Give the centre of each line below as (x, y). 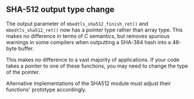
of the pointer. (23, 72)
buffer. (26, 48)
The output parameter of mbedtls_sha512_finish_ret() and (77, 23)
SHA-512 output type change (60, 10)
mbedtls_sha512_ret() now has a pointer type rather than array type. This (94, 30)
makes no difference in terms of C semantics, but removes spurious (88, 36)
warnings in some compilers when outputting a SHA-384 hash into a (89, 42)
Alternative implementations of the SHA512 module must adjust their (89, 83)
